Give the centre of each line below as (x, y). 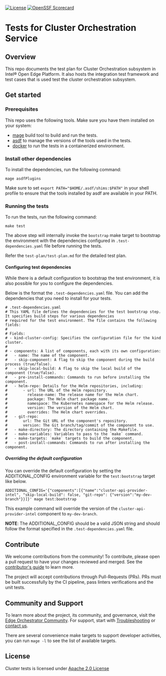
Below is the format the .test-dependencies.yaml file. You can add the (77, 293)
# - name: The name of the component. (48, 356)
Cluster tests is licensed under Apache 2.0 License (57, 668)
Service (22, 39)
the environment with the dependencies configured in (60, 241)
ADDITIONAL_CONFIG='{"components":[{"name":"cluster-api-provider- (77, 491)
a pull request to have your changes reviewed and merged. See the (74, 562)
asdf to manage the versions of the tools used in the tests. (72, 140)
